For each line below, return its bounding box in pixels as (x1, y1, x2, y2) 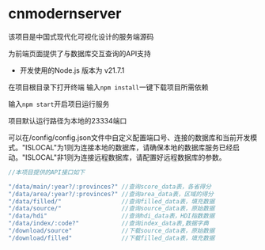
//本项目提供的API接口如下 (8, 168, 85, 176)
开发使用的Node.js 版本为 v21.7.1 (19, 65, 125, 75)
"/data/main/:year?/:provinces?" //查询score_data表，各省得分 (8, 183, 212, 191)
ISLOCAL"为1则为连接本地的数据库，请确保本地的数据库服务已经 (25, 142, 233, 152)
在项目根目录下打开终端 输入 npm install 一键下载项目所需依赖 (8, 82, 209, 92)
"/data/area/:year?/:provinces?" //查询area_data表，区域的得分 (8, 190, 214, 198)
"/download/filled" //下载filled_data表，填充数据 (8, 234, 215, 242)
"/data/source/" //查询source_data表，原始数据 (8, 205, 215, 213)
